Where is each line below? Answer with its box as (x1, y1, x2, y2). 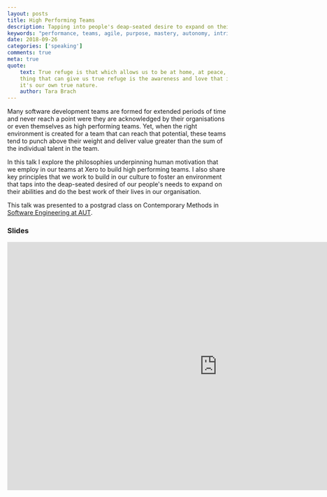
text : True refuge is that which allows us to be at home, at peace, (20, 68, 227, 75)
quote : (7, 62, 27, 69)
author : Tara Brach (20, 88, 77, 95)
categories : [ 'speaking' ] (7, 43, 82, 50)
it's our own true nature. (20, 82, 99, 89)
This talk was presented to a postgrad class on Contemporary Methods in (7, 201, 219, 209)
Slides (7, 226, 29, 236)
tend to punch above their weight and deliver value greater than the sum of (7, 137, 223, 145)
